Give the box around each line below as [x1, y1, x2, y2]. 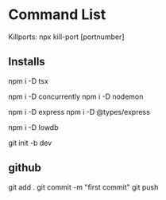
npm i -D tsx [8, 76, 49, 85]
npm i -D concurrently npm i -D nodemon [8, 92, 144, 101]
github [8, 161, 42, 175]
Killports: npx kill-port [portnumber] [8, 32, 125, 41]
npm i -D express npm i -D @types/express [8, 107, 151, 116]
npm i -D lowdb [8, 122, 59, 132]
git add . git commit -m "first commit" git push [8, 182, 159, 192]
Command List [8, 6, 106, 24]
